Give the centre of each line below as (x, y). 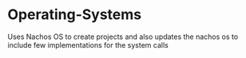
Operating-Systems (75, 15)
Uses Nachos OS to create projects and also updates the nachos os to (123, 37)
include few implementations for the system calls (88, 44)
